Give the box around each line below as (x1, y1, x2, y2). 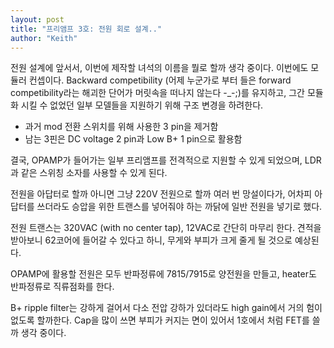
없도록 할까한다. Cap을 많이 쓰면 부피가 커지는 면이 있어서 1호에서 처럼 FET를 (10, 314, 310, 326)
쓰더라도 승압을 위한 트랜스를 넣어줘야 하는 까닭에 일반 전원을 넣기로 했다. (36, 201, 323, 213)
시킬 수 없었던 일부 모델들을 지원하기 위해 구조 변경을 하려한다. (20, 99, 264, 111)
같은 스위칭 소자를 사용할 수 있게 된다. (20, 167, 168, 179)
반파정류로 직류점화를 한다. (10, 281, 115, 293)
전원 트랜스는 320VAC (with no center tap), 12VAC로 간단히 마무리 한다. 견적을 (10, 222, 322, 234)
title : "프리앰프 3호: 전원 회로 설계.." (10, 24, 163, 34)
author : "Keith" (10, 33, 78, 43)
